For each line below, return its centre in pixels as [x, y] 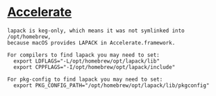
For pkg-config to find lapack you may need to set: [85, 79]
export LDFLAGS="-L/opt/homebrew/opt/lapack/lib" [86, 61]
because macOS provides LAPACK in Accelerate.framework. [91, 42]
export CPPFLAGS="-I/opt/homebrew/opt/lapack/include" [94, 67]
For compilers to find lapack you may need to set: [83, 55]
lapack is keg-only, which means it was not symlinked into [96, 31]
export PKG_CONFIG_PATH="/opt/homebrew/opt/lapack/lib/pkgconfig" [111, 85]
